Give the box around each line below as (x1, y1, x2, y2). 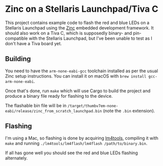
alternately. (5, 155, 28, 161)
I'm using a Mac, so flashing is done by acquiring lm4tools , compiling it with (5, 135, 159, 141)
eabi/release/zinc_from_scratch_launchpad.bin (5, 109, 102, 113)
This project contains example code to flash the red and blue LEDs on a (5, 20, 150, 26)
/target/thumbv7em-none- (67, 103, 119, 109)
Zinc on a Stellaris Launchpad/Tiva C (5, 3, 159, 15)
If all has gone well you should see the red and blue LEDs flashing (5, 150, 138, 156)
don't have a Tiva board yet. (5, 40, 62, 46)
